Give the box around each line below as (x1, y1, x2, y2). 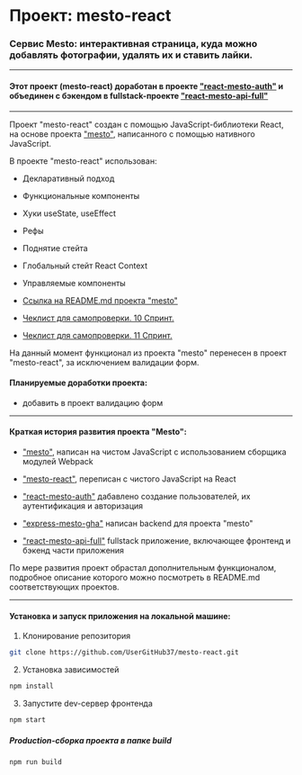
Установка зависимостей (22, 664, 120, 675)
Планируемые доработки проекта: (9, 377, 148, 388)
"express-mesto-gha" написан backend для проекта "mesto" (22, 518, 253, 529)
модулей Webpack (22, 456, 94, 467)
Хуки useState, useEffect (22, 208, 117, 219)
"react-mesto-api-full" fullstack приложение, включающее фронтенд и (22, 536, 291, 546)
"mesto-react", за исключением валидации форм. (9, 356, 200, 367)
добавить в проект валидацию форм (22, 397, 164, 408)
